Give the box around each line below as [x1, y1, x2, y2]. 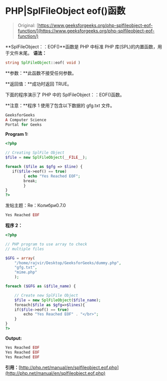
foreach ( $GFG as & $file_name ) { [5, 284, 76, 289]
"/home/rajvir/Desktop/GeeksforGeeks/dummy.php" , [14, 260, 122, 266]
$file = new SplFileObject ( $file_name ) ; [14, 298, 101, 303]
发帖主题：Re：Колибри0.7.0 [5, 202, 66, 209]
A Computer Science [5, 117, 47, 123]
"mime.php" [14, 270, 38, 275]
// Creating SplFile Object [5, 150, 65, 156]
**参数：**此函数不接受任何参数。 [5, 70, 77, 76]
